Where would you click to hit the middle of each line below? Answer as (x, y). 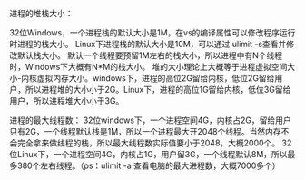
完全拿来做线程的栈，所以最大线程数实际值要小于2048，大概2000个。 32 (154, 143)
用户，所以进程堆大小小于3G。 (67, 101)
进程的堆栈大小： (41, 13)
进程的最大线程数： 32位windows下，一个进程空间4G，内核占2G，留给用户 (151, 120)
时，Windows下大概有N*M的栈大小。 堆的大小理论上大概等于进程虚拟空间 (148, 67)
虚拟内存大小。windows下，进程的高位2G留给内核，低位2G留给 (156, 78)
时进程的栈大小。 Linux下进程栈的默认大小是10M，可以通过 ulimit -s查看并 (148, 44)
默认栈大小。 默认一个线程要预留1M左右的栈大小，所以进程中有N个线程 (150, 55)
